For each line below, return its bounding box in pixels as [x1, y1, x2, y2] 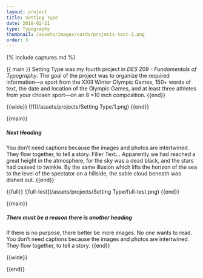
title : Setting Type [6, 15, 59, 21]
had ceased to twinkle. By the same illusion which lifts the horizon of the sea [6, 163, 198, 171]
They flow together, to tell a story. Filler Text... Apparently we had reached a [6, 150, 196, 158]
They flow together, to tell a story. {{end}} [6, 242, 110, 249]
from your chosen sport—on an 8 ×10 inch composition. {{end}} [6, 92, 165, 98]
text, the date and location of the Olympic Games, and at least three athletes [6, 85, 197, 92]
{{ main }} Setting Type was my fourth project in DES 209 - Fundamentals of [6, 66, 197, 73]
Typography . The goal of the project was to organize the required [6, 72, 170, 79]
